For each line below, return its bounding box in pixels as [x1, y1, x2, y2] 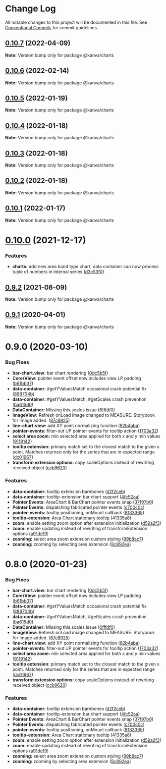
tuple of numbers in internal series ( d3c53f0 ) [12, 269, 105, 275]
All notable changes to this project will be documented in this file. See [5, 19, 148, 25]
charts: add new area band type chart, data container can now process [12, 264, 159, 270]
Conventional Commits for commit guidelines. [5, 24, 98, 30]
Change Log [5, 3, 56, 14]
